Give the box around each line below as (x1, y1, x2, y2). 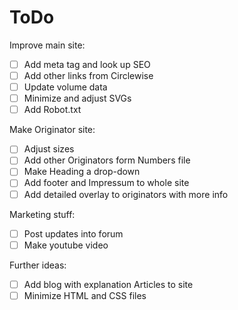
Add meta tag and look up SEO (23, 58, 151, 70)
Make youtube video (23, 239, 109, 251)
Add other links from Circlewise (23, 70, 154, 81)
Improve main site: (9, 39, 86, 51)
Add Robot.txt (23, 104, 82, 116)
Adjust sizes (23, 143, 75, 155)
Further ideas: (9, 259, 67, 271)
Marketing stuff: (9, 208, 76, 220)
